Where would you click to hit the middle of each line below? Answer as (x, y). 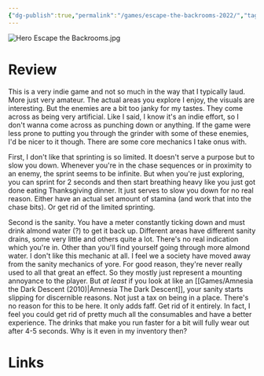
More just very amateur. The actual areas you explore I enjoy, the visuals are (132, 100)
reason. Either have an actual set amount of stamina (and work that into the (130, 198)
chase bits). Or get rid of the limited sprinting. (82, 207)
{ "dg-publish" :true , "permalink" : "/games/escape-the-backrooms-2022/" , (126, 15)
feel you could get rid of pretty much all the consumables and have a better (130, 314)
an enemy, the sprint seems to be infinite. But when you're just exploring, (126, 173)
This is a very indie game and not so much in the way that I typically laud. (127, 91)
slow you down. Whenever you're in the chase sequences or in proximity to (130, 165)
